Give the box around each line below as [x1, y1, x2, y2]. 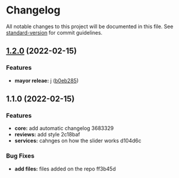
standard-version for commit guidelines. [6, 29, 103, 36]
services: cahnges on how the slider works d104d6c [14, 137, 142, 144]
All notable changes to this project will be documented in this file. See [6, 23, 174, 30]
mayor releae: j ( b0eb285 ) [14, 77, 79, 84]
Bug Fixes [6, 152, 35, 160]
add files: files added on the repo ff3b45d [14, 165, 116, 172]
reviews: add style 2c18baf [14, 131, 80, 138]
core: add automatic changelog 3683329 [14, 125, 114, 132]
